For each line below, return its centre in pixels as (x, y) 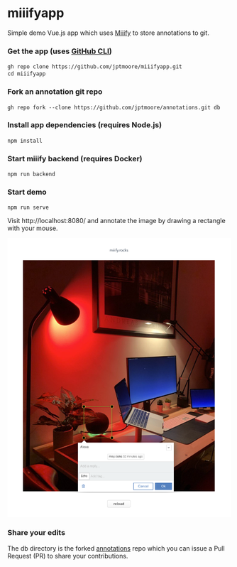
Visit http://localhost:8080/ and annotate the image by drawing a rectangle (116, 221)
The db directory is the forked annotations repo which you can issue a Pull (116, 548)
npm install (25, 141)
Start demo (27, 192)
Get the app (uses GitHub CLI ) (60, 51)
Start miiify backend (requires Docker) (75, 158)
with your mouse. (33, 228)
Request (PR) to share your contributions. (68, 556)
